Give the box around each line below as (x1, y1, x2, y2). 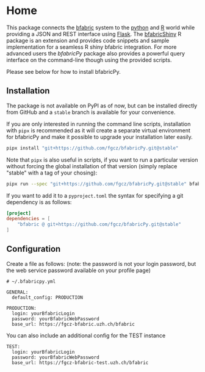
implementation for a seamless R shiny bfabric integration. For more (6, 43, 177, 51)
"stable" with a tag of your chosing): (6, 169, 98, 176)
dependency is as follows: (6, 198, 72, 206)
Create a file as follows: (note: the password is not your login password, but (6, 260, 196, 267)
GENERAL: (6, 289, 29, 295)
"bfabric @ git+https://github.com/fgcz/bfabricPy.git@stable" (17, 221, 182, 227)
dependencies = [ (6, 216, 51, 222)
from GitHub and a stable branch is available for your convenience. (6, 108, 176, 116)
